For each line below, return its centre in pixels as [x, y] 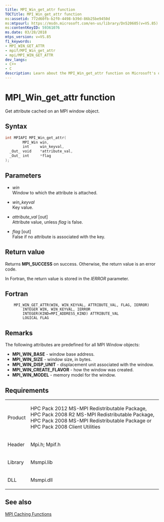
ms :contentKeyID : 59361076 [32, 28]
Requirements [27, 390]
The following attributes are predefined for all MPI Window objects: [72, 345]
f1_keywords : [18, 42]
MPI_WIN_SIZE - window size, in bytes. [52, 360]
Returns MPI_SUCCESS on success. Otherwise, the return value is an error [80, 264]
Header [16, 444]
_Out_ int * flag [30, 156]
